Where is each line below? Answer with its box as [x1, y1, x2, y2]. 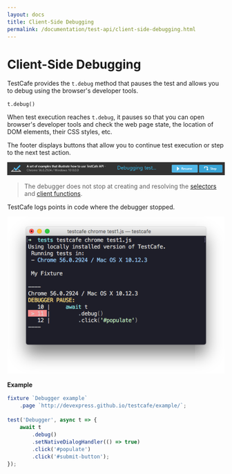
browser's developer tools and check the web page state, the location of [7, 120, 214, 129]
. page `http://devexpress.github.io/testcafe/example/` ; [19, 402, 187, 409]
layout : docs [7, 11, 45, 18]
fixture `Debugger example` [7, 394, 88, 401]
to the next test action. [7, 149, 71, 157]
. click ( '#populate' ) [32, 446, 91, 453]
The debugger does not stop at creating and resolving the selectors [23, 182, 217, 190]
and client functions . [23, 190, 83, 198]
